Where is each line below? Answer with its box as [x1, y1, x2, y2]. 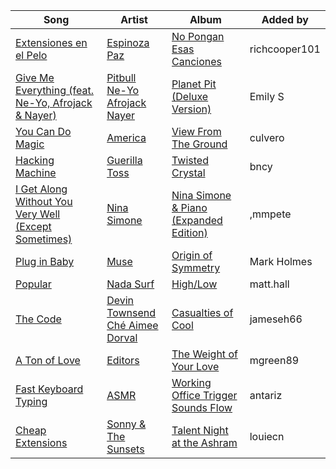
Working [171, 376, 212, 389]
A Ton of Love [15, 354, 81, 367]
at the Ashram [171, 436, 238, 449]
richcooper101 [249, 42, 321, 56]
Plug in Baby [15, 255, 75, 268]
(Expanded [171, 214, 223, 227]
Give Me [15, 71, 55, 84]
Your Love [171, 360, 220, 373]
